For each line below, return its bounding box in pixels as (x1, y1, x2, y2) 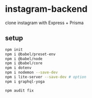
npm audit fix (5, 88, 34, 93)
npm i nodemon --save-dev (5, 70, 58, 75)
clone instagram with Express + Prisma (5, 20, 84, 26)
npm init (5, 47, 23, 52)
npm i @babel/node (5, 56, 43, 61)
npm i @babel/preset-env (5, 52, 56, 57)
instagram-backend (5, 3, 88, 15)
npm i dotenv (5, 65, 32, 70)
